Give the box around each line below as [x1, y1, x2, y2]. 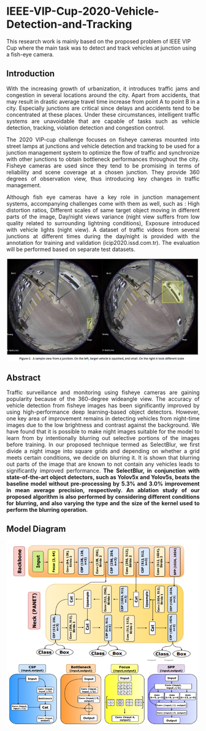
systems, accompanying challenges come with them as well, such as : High [6, 199, 200, 207]
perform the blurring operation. [6, 506, 88, 513]
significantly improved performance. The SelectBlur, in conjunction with [6, 466, 200, 474]
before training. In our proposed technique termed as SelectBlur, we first [6, 441, 200, 448]
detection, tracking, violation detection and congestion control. [6, 124, 166, 131]
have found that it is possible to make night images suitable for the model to [6, 428, 200, 435]
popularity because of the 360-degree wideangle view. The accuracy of [6, 395, 200, 403]
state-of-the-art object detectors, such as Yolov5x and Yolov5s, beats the [6, 473, 200, 481]
